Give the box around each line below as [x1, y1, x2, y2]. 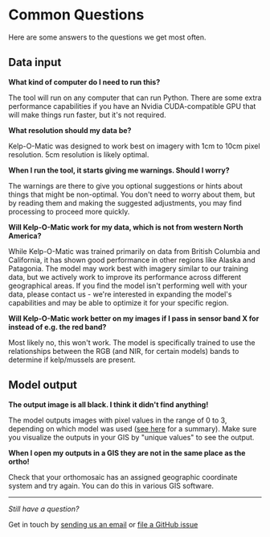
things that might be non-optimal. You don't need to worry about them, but [8, 189, 256, 199]
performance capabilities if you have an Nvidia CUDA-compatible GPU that [8, 101, 256, 110]
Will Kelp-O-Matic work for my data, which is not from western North [8, 222, 243, 231]
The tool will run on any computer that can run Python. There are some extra [8, 93, 262, 102]
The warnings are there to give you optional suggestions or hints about [8, 181, 243, 190]
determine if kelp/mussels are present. [8, 355, 137, 364]
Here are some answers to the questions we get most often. [8, 32, 207, 42]
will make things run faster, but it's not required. [8, 110, 166, 119]
